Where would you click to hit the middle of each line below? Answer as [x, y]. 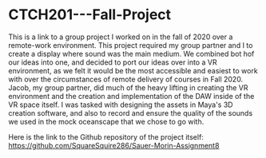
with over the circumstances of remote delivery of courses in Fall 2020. [126, 79]
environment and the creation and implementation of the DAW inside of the [131, 96]
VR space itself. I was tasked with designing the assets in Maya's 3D [121, 105]
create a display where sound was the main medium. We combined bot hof [131, 53]
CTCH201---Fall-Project [90, 15]
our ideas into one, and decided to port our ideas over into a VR [113, 62]
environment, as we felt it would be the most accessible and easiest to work [133, 70]
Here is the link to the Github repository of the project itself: [106, 136]
